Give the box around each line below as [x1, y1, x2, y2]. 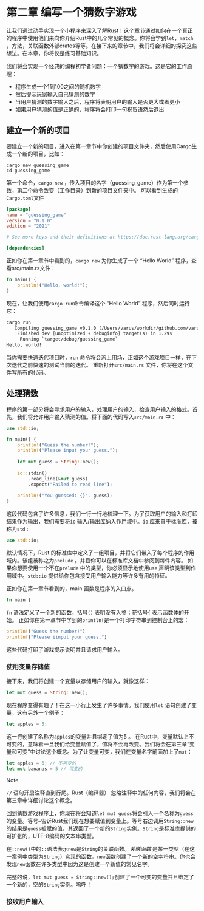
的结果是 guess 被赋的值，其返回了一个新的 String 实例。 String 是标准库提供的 [6, 825, 196, 832]
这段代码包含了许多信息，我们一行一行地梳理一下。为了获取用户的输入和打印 [6, 510, 198, 517]
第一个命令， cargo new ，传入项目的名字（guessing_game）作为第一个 [6, 179, 183, 186]
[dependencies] [6, 245, 45, 251]
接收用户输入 [6, 898, 44, 906]
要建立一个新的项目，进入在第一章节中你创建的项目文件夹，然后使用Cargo [6, 142, 192, 149]
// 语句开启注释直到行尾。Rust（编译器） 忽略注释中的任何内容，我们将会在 [6, 789, 196, 796]
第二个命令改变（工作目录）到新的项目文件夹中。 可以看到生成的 [16, 186, 178, 194]
